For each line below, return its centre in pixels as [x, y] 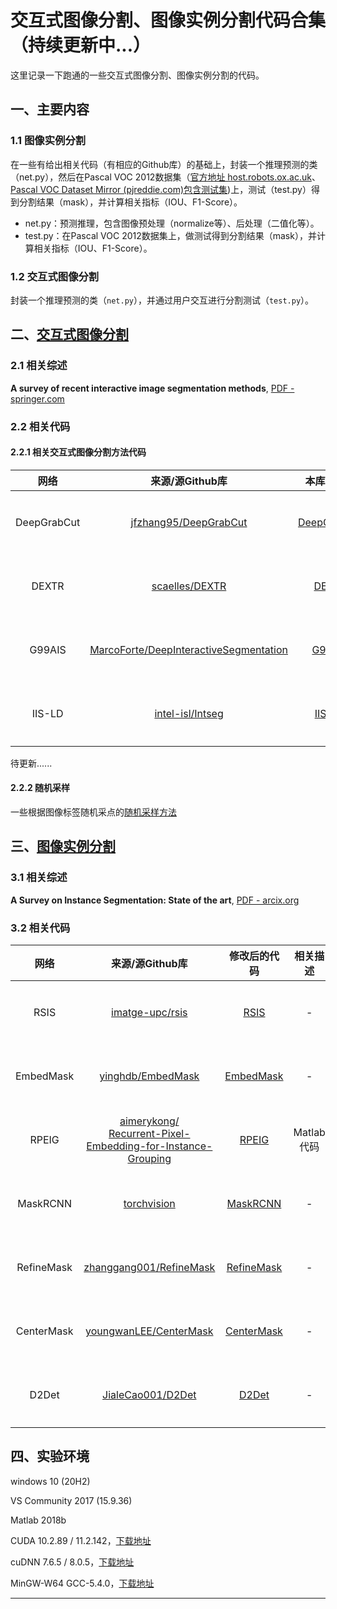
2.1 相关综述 [39, 366]
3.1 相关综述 [39, 878]
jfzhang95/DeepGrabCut [189, 522]
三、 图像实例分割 [63, 846]
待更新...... [31, 763]
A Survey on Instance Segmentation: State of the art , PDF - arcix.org [155, 900]
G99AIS [48, 649]
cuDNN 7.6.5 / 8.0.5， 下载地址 [72, 1562]
